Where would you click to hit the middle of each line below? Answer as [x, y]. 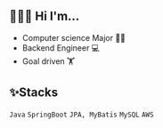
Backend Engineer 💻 [61, 48]
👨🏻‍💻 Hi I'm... [45, 16]
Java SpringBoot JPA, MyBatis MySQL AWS [81, 115]
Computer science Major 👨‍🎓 [74, 37]
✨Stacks [34, 93]
